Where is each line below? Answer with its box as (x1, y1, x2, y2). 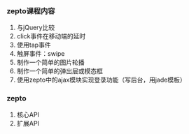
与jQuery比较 (16, 23, 55, 32)
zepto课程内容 (6, 6, 55, 15)
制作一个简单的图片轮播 (16, 58, 85, 67)
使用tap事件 (16, 40, 51, 50)
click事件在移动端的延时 (16, 32, 86, 40)
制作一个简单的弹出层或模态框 (16, 67, 103, 75)
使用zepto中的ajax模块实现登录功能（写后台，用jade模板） (16, 75, 186, 84)
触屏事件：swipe (16, 50, 65, 58)
